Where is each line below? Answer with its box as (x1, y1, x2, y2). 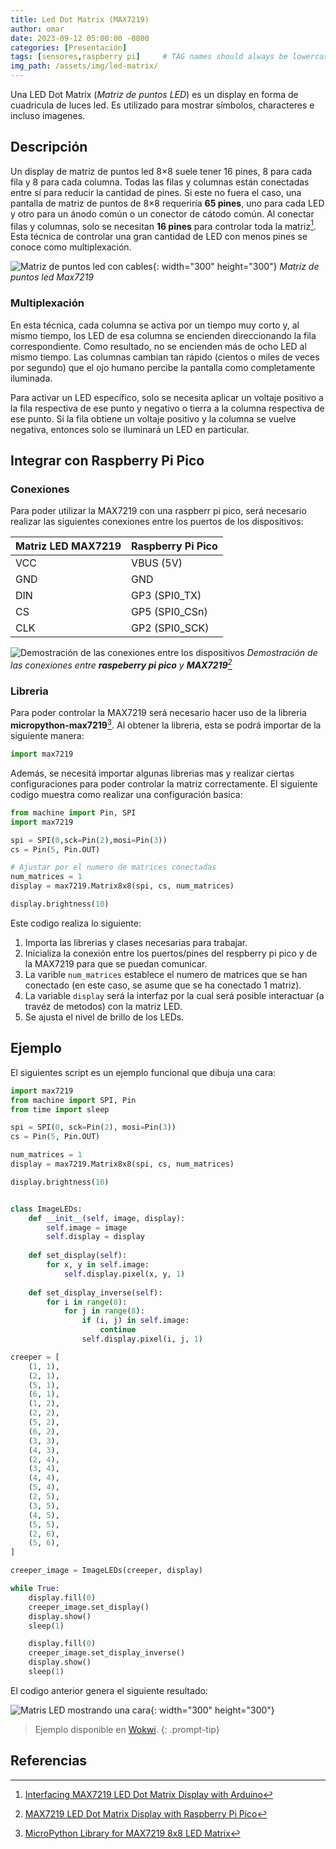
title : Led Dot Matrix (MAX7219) (10, 14, 150, 25)
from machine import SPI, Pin (10, 1095, 137, 1105)
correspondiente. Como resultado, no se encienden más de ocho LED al (10, 340, 307, 352)
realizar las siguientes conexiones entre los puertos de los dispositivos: (10, 516, 304, 528)
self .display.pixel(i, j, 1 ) (81, 1334, 203, 1344)
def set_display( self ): (28, 1251, 128, 1261)
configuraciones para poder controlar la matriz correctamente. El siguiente (10, 777, 318, 790)
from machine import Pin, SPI (10, 807, 137, 818)
